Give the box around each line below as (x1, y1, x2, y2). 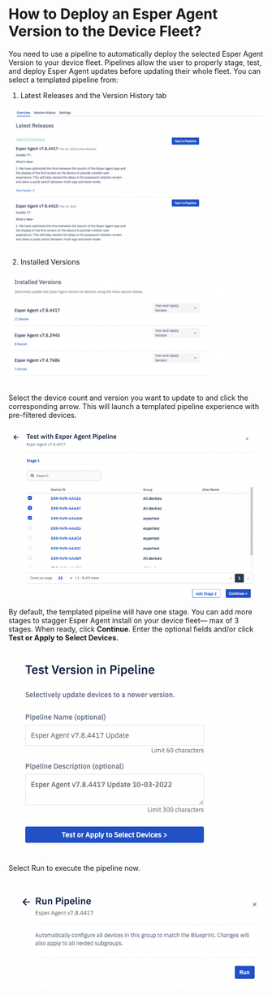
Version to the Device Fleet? (8, 22, 202, 41)
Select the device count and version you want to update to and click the (8, 393, 249, 403)
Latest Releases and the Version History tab (19, 90, 167, 100)
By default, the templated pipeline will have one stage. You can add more (8, 607, 253, 617)
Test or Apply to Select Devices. (8, 633, 119, 643)
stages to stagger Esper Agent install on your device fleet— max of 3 (8, 616, 240, 626)
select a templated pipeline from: (8, 75, 119, 84)
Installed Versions (19, 257, 80, 267)
